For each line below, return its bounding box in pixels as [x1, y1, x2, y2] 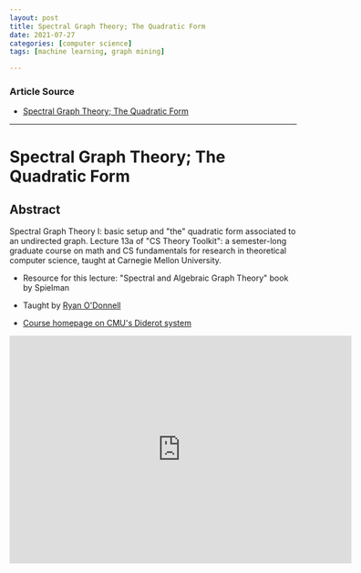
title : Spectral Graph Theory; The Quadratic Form [9, 22, 206, 31]
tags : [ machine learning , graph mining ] [9, 47, 166, 56]
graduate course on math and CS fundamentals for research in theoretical [9, 245, 287, 256]
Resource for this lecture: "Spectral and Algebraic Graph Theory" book [22, 272, 289, 283]
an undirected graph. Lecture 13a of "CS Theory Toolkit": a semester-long [9, 236, 287, 247]
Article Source [9, 86, 75, 98]
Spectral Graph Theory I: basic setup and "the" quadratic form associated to [9, 226, 296, 237]
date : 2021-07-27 [9, 30, 76, 39]
